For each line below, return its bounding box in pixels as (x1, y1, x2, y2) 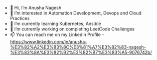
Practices (10, 15, 30, 21)
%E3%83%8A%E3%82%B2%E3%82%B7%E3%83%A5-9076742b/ (10, 49, 152, 55)
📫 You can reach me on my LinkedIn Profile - (10, 31, 104, 37)
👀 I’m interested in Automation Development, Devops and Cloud (10, 10, 142, 16)
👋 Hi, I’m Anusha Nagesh (10, 5, 62, 10)
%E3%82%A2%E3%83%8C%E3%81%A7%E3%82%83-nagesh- (10, 44, 146, 50)
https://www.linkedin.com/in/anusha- (10, 39, 87, 44)
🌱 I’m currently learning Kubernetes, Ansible (10, 20, 101, 26)
